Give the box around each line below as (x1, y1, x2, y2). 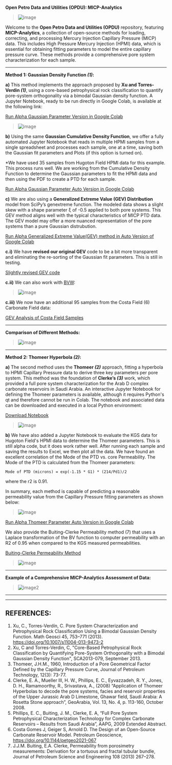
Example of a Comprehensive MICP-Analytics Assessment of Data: (5, 575, 151, 581)
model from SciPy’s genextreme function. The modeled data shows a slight (5, 201, 164, 207)
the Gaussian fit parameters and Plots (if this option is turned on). (5, 150, 143, 156)
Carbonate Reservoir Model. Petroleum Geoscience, (12, 732, 123, 738)
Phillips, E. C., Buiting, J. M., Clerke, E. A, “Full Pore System (12, 710, 138, 716)
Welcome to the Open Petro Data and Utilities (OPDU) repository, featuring (5, 24, 164, 30)
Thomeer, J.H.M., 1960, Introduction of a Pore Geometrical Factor (12, 661, 151, 667)
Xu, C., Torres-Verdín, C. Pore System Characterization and (12, 622, 138, 628)
